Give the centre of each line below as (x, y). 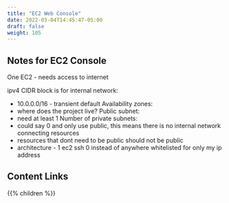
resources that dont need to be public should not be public (100, 140)
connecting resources (48, 133)
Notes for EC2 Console (57, 60)
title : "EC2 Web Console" (44, 13)
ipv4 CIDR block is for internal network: (63, 91)
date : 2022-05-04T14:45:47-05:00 (55, 20)
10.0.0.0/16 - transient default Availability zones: (85, 104)
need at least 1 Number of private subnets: (77, 118)
